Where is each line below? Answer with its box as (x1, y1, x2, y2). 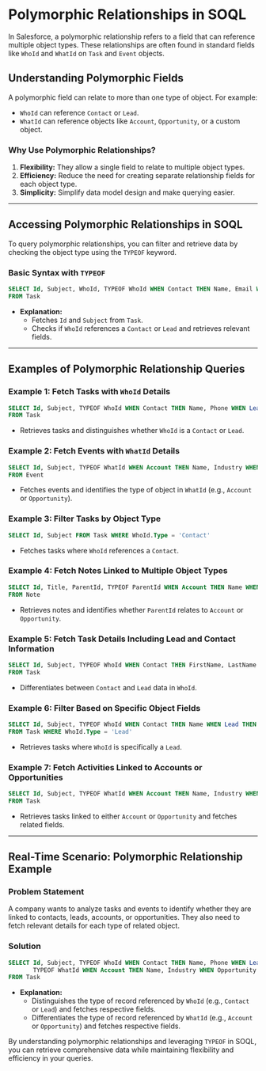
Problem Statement (8, 887, 85, 898)
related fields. (19, 819, 65, 829)
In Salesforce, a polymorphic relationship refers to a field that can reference (8, 32, 256, 41)
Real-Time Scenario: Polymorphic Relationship (8, 850, 243, 864)
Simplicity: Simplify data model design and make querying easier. (19, 188, 235, 197)
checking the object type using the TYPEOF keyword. (8, 247, 177, 256)
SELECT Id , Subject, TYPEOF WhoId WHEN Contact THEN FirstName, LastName (8, 661, 257, 669)
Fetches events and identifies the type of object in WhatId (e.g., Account (19, 485, 252, 495)
